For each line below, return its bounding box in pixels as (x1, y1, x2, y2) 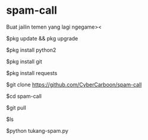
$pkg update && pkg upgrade (6, 35, 78, 42)
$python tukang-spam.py (6, 127, 68, 134)
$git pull (6, 104, 27, 111)
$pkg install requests (6, 69, 58, 76)
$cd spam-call (6, 92, 42, 99)
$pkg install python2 (6, 46, 56, 54)
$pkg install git (6, 58, 43, 65)
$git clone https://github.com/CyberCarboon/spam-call (6, 81, 142, 88)
